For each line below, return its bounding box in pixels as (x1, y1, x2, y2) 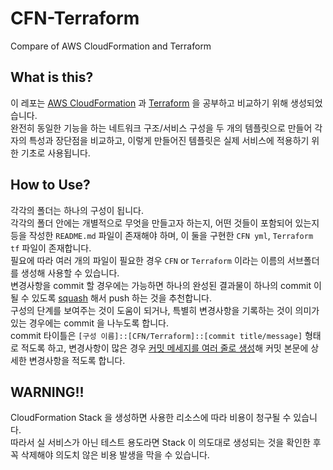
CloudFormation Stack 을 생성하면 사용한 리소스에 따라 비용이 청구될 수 (10, 412, 292, 424)
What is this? (10, 69, 94, 86)
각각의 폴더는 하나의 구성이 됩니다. (10, 204, 144, 216)
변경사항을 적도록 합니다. (28, 354, 126, 366)
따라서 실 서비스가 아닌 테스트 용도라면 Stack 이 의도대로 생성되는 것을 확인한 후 (10, 437, 322, 449)
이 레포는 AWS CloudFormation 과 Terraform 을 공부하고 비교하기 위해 (10, 97, 289, 109)
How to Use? (10, 177, 91, 194)
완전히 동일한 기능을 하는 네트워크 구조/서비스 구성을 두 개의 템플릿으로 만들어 (10, 122, 313, 134)
